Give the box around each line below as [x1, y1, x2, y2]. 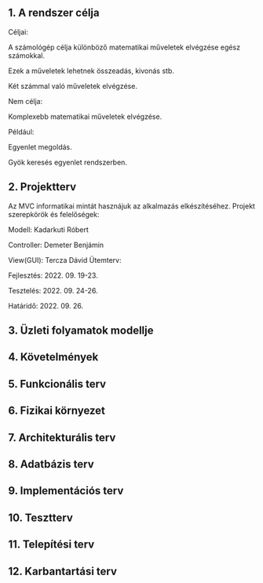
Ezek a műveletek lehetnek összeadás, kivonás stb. [8, 66, 174, 76]
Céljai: [8, 27, 29, 36]
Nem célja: [8, 96, 43, 105]
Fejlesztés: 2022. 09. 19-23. [8, 271, 98, 280]
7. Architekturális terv [8, 430, 116, 444]
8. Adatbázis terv [8, 457, 94, 470]
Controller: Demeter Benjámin [8, 240, 104, 249]
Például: [8, 127, 35, 136]
